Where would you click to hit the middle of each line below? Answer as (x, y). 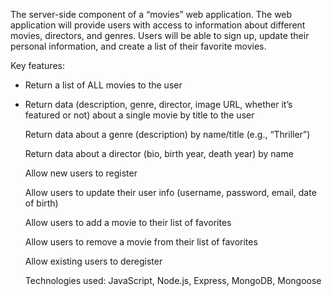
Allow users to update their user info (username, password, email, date (170, 192)
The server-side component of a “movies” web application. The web (151, 14)
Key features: (37, 65)
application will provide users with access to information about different (158, 25)
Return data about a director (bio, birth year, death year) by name (159, 153)
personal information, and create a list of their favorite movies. (138, 46)
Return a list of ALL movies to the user (103, 85)
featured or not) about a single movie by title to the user (139, 115)
